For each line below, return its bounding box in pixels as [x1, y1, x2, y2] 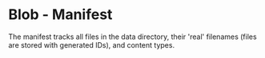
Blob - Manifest [8, 6, 113, 24]
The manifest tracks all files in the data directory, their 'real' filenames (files [8, 32, 258, 41]
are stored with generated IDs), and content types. [8, 40, 175, 49]
